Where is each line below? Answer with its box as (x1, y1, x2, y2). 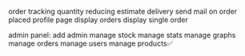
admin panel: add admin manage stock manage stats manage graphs (8, 31, 236, 39)
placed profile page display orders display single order (8, 15, 188, 24)
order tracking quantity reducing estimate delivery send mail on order (8, 7, 238, 16)
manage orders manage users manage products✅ (8, 39, 174, 48)
